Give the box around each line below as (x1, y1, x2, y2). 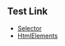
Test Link (7, 6, 48, 17)
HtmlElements (17, 31, 58, 40)
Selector (17, 24, 42, 32)
